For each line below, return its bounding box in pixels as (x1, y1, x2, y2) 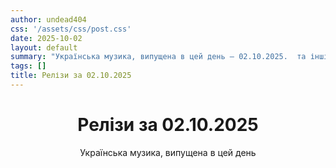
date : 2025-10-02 (10, 33, 83, 43)
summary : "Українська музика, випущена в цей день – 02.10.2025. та (10, 52, 307, 62)
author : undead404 (10, 14, 87, 25)
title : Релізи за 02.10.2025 (10, 71, 132, 81)
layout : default (10, 42, 78, 53)
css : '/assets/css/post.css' (10, 24, 132, 34)
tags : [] (10, 61, 47, 71)
